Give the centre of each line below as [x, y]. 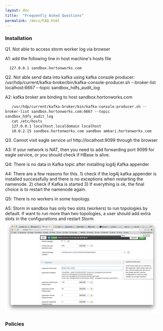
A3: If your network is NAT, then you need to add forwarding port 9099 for [80, 150]
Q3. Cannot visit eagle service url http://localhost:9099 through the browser [81, 140]
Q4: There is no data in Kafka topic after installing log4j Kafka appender [77, 164]
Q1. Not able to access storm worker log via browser [58, 49]
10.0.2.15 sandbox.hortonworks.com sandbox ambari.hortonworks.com [81, 131]
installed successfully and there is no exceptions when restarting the [74, 179]
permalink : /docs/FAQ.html [32, 21]
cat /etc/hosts [27, 121]
